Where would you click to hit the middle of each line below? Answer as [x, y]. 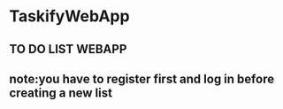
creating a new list [61, 93]
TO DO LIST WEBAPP [68, 49]
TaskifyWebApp [69, 16]
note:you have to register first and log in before [142, 78]
